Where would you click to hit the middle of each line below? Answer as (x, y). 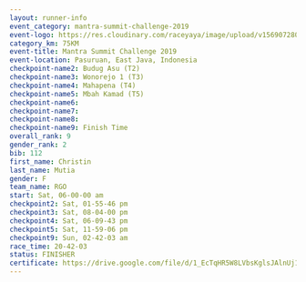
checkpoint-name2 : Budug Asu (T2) (75, 69)
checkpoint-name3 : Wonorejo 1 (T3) (77, 77)
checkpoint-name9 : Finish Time (69, 128)
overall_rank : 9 (40, 136)
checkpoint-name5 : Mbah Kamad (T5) (77, 94)
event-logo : (32, 35)
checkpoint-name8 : (44, 119)
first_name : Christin (51, 161)
